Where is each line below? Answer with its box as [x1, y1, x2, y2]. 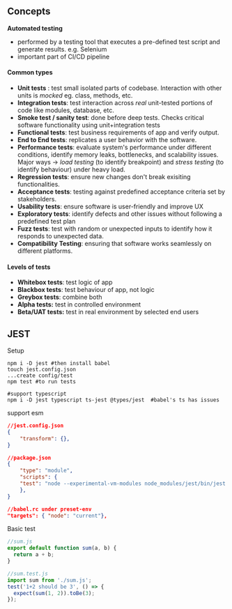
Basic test [7, 525, 36, 533]
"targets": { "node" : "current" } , [7, 512, 108, 519]
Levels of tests [7, 263, 51, 271]
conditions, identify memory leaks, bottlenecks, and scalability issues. [17, 151, 219, 159]
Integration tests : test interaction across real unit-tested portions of [17, 99, 213, 107]
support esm [7, 409, 44, 417]
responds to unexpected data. [17, 232, 105, 240]
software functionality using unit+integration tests [17, 121, 160, 130]
